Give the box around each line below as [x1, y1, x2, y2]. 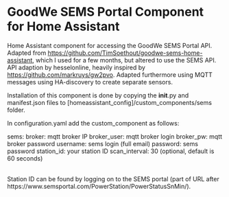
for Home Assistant [7, 19, 120, 34]
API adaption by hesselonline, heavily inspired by [7, 63, 146, 71]
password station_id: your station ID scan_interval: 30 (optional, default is [7, 147, 215, 155]
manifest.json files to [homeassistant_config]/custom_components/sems [7, 98, 213, 106]
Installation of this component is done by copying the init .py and [7, 91, 189, 100]
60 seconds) [7, 154, 43, 162]
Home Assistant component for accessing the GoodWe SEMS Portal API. [7, 41, 213, 49]
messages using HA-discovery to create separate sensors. [7, 78, 173, 86]
